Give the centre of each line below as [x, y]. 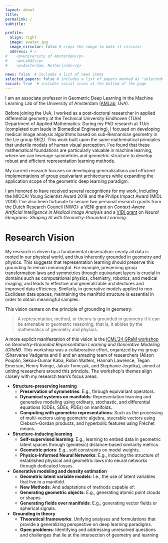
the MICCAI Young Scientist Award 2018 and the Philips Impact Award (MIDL [84, 196]
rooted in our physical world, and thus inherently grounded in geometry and [83, 257]
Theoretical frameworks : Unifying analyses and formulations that [88, 519]
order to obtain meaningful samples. [42, 299]
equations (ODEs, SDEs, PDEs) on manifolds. [66, 407]
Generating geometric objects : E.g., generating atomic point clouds [90, 492]
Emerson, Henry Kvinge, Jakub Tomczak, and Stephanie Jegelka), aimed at [83, 365]
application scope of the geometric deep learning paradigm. [67, 181]
